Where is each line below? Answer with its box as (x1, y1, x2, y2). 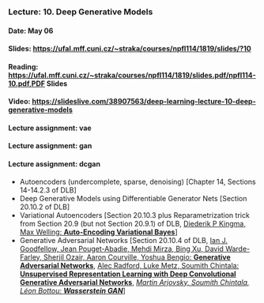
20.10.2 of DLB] (19, 202, 70, 211)
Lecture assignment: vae (8, 123, 92, 133)
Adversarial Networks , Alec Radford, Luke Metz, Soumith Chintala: (19, 260, 239, 270)
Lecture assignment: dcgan (8, 159, 101, 169)
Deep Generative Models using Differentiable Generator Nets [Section (19, 193, 247, 203)
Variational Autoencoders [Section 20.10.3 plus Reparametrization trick (19, 210, 251, 219)
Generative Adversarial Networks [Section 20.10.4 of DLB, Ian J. (19, 235, 228, 245)
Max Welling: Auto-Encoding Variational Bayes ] (19, 227, 178, 237)
